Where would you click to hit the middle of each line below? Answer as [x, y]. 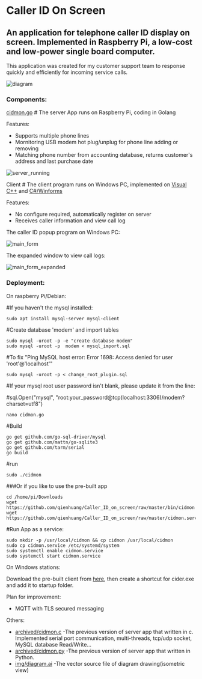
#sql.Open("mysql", [30, 397]
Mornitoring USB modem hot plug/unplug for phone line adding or [96, 142]
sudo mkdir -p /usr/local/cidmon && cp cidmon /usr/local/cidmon [90, 540]
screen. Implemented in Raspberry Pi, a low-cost [99, 42]
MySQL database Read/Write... [53, 644]
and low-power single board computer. [81, 51]
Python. [25, 657]
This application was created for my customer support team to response [96, 66]
